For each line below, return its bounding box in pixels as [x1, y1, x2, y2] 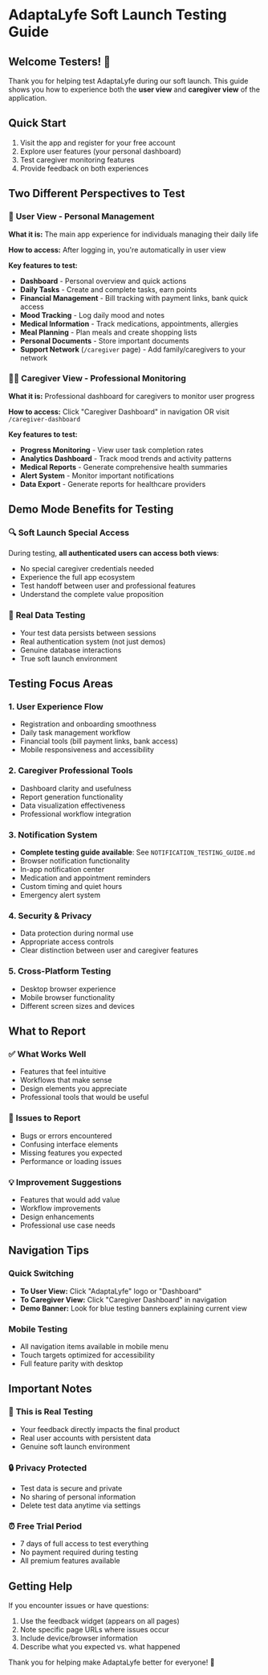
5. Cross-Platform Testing [8, 965, 112, 977]
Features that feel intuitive [19, 1067, 107, 1076]
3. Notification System [8, 829, 98, 840]
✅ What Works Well [8, 1048, 87, 1060]
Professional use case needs [19, 1220, 116, 1230]
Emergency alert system [19, 891, 101, 900]
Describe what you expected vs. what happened [19, 1642, 181, 1652]
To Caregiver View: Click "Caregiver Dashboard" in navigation [19, 1294, 227, 1304]
